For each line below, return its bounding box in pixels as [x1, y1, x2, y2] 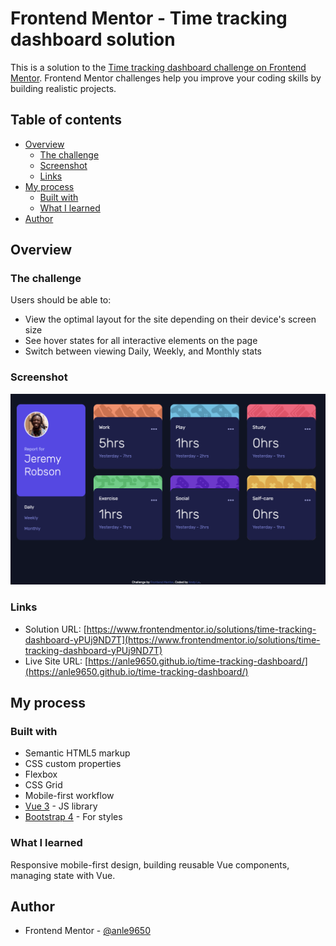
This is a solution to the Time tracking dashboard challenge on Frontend [10, 61, 307, 73]
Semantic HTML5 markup [24, 747, 131, 759]
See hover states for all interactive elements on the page [24, 335, 258, 347]
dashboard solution [10, 28, 176, 51]
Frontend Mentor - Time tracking [10, 7, 288, 30]
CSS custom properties [24, 758, 122, 770]
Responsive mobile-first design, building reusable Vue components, [10, 858, 290, 871]
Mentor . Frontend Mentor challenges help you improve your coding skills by [10, 72, 322, 84]
